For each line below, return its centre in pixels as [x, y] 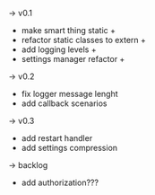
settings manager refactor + [73, 59]
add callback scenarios [64, 103]
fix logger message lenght [69, 94]
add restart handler [57, 138]
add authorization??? [60, 182]
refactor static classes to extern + [84, 40]
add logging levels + [59, 49]
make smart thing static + [69, 30]
